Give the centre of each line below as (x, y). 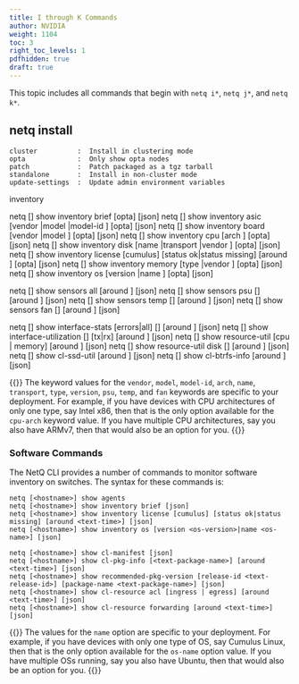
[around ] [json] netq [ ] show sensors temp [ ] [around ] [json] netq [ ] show (146, 300)
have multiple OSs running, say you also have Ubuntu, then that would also (147, 660)
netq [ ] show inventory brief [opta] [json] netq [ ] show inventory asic (135, 216)
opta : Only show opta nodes (89, 159)
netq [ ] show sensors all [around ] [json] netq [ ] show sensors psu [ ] (135, 291)
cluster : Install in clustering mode (101, 151)
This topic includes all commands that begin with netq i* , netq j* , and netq (149, 93)
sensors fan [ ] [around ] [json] (65, 309)
